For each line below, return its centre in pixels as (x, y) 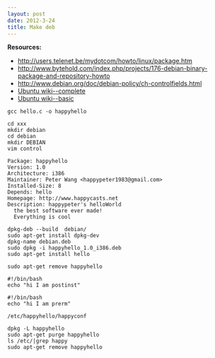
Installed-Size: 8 (34, 186)
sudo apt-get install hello (49, 254)
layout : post (27, 14)
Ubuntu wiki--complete (52, 91)
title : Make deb (31, 27)
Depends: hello (30, 192)
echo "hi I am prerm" (39, 304)
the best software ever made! (58, 211)
